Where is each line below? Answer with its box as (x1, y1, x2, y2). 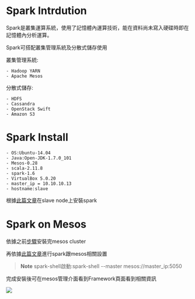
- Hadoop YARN (6, 68, 41, 74)
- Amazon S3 (6, 111, 35, 117)
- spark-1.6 (6, 170, 35, 176)
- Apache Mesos (6, 73, 43, 79)
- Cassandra (6, 101, 35, 106)
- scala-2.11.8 (6, 165, 43, 171)
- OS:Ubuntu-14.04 (6, 150, 51, 156)
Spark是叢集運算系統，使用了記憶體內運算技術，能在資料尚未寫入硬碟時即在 (6, 24, 189, 31)
